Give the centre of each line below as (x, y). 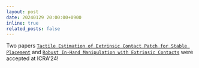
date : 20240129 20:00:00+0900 (44, 17)
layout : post (22, 12)
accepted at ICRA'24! (32, 58)
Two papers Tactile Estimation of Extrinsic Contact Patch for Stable (97, 46)
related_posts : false (33, 29)
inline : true (22, 23)
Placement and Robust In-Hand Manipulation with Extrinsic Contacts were (100, 52)
